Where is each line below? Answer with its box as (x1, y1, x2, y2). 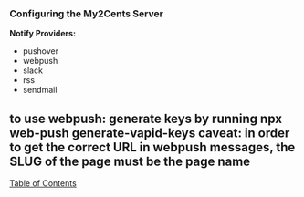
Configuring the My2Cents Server (9, 7, 164, 20)
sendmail (22, 85, 58, 96)
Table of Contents (9, 178, 78, 189)
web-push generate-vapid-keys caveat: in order (9, 125, 290, 140)
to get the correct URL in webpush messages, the (9, 140, 296, 155)
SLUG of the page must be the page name (9, 153, 251, 169)
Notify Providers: (9, 28, 76, 39)
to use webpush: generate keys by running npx (9, 110, 283, 126)
